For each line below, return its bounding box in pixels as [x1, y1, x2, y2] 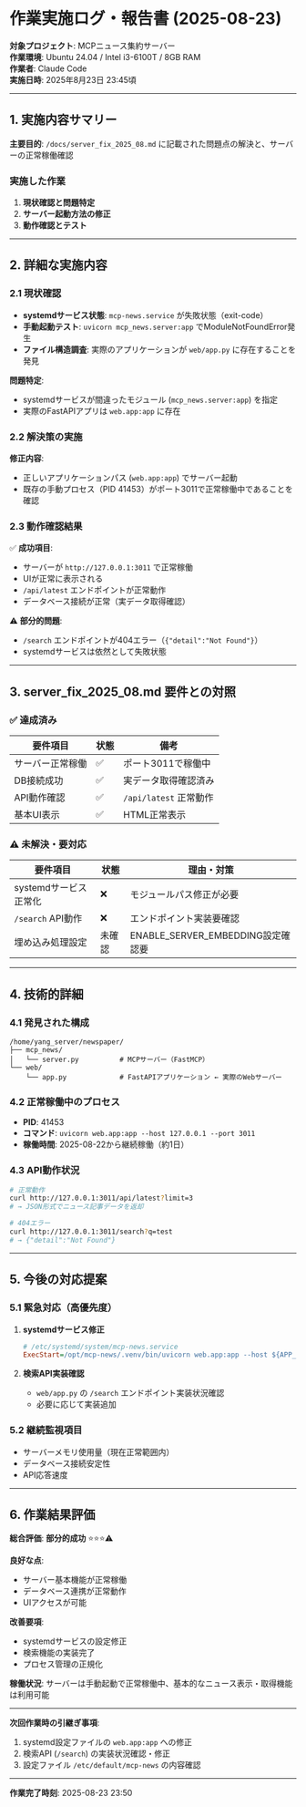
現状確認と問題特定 [22, 197, 96, 208]
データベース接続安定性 [22, 1458, 111, 1469]
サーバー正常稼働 [14, 758, 87, 770]
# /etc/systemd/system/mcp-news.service [22, 1342, 178, 1351]
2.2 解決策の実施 [9, 430, 84, 443]
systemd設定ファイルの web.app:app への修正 [22, 1737, 193, 1748]
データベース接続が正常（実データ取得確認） [22, 596, 191, 607]
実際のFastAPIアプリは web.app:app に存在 [22, 405, 181, 416]
